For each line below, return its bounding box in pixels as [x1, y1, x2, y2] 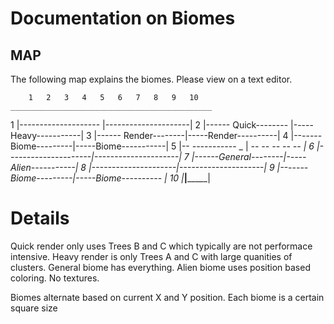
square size [10, 302, 58, 314]
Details [10, 207, 70, 230]
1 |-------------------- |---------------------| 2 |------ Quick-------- [10, 119, 289, 131]
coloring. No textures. [10, 272, 100, 284]
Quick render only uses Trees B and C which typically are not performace [10, 240, 313, 252]
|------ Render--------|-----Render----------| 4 [93, 130, 289, 141]
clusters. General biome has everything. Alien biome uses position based [10, 261, 311, 273]
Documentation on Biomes [10, 7, 236, 30]
